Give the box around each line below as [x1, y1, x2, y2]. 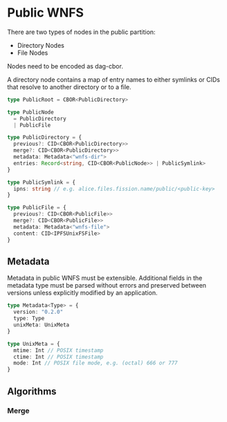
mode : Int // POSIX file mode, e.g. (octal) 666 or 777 [13, 360, 178, 367]
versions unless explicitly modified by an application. [7, 289, 158, 297]
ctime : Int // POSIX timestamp [13, 353, 104, 360]
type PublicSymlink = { [7, 179, 76, 186]
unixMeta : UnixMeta [13, 322, 70, 328]
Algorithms [7, 385, 57, 397]
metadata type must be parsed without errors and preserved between [7, 281, 206, 290]
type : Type [13, 315, 45, 322]
